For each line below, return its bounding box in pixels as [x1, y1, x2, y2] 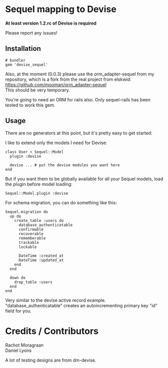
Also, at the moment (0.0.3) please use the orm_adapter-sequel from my [5, 71, 154, 77]
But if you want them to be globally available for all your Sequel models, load [5, 176, 163, 182]
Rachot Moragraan [5, 342, 44, 348]
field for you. [5, 308, 32, 314]
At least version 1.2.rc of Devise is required [5, 20, 97, 26]
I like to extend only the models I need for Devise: [5, 140, 107, 146]
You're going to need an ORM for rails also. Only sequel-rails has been [5, 96, 150, 102]
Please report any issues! [5, 30, 58, 36]
